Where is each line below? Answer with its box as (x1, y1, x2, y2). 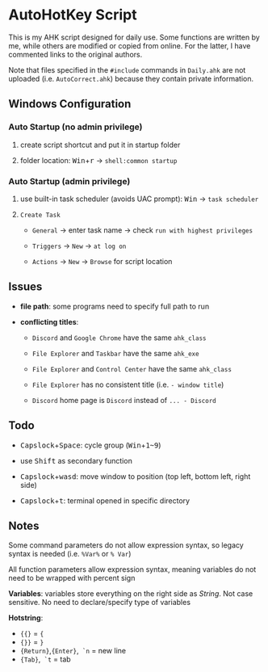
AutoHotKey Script (8, 6, 137, 24)
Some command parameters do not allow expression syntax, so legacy (8, 540, 244, 550)
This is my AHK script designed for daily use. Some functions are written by (8, 32, 260, 42)
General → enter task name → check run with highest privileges (31, 225, 253, 235)
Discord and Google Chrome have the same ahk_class (31, 333, 207, 342)
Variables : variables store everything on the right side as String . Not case (8, 589, 253, 598)
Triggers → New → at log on (31, 241, 127, 250)
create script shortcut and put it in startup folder (19, 140, 181, 149)
